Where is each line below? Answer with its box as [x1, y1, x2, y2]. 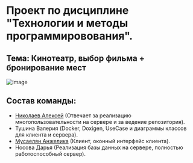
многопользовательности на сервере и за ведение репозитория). [14, 118, 185, 125]
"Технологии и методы [6, 16, 128, 30]
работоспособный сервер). [14, 150, 86, 157]
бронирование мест [6, 63, 86, 73]
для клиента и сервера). [14, 131, 78, 138]
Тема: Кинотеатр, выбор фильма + [6, 53, 145, 63]
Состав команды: [6, 96, 77, 106]
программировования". [6, 29, 133, 43]
